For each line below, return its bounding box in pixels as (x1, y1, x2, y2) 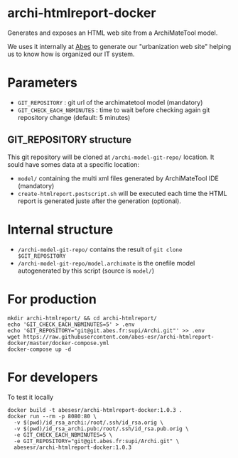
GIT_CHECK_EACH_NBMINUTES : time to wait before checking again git (17, 105, 210, 114)
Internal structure (7, 222, 114, 237)
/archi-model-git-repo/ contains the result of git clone (17, 245, 183, 253)
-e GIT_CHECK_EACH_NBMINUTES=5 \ (13, 431, 113, 438)
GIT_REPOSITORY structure (7, 133, 131, 146)
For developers (7, 369, 98, 385)
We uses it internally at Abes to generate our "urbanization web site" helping (7, 42, 232, 50)
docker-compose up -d (7, 346, 72, 353)
